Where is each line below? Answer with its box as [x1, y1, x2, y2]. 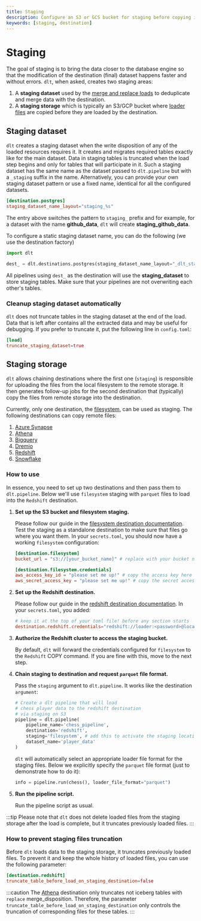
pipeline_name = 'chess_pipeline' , [26, 722, 109, 728]
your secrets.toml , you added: [14, 607, 91, 614]
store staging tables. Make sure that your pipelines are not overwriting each [6, 278, 193, 285]
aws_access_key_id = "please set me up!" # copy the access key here [14, 572, 193, 579]
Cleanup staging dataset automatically [6, 299, 121, 308]
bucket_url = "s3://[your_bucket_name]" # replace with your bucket [14, 556, 190, 562]
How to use [6, 470, 40, 479]
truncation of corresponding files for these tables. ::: [6, 908, 135, 915]
